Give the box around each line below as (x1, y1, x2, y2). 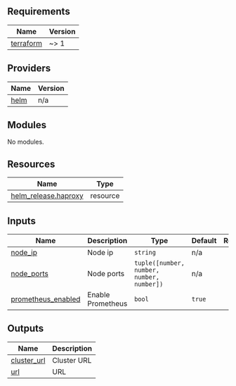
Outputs (7, 323, 44, 335)
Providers (7, 63, 51, 75)
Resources (7, 158, 55, 170)
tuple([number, (134, 259, 185, 267)
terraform (11, 38, 43, 48)
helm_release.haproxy (11, 191, 84, 201)
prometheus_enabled (11, 294, 81, 304)
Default (191, 236, 217, 246)
